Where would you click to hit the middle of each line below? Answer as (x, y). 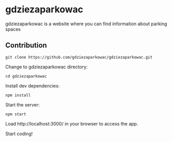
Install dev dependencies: (33, 85)
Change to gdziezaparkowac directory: (47, 67)
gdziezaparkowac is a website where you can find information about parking (86, 24)
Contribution (26, 46)
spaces (13, 29)
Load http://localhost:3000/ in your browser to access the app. (72, 123)
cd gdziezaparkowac (26, 76)
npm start (16, 114)
